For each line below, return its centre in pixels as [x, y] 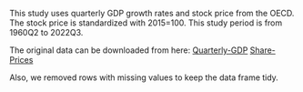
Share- [263, 50]
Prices [21, 60]
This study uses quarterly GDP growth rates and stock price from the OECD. [152, 13]
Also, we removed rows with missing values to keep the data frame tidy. [144, 77]
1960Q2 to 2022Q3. [46, 32]
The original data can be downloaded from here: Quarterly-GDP [129, 50]
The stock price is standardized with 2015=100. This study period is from [146, 23]
